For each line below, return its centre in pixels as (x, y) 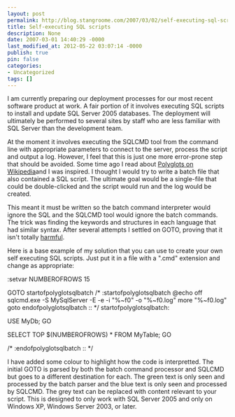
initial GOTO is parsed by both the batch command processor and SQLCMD (116, 369)
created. (19, 194)
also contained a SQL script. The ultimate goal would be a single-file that (112, 179)
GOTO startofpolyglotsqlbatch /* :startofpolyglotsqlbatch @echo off (105, 293)
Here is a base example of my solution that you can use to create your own (115, 251)
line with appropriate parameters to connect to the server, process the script (117, 149)
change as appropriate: (41, 266)
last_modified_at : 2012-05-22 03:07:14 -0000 (74, 46)
